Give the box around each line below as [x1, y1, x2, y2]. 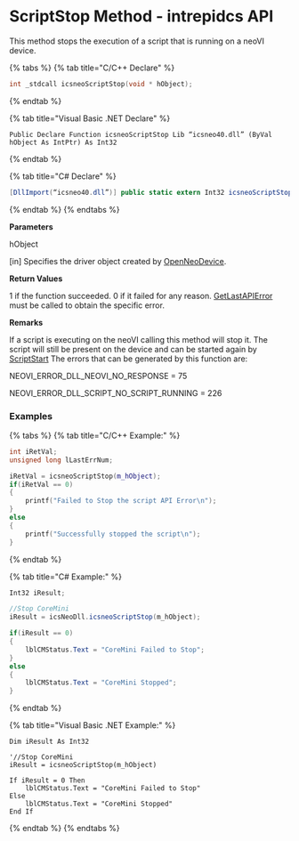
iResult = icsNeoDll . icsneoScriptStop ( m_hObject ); [9, 612, 201, 622]
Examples [9, 409, 53, 422]
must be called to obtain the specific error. [9, 300, 165, 311]
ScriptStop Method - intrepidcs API [9, 6, 274, 27]
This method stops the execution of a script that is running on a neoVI [9, 36, 265, 46]
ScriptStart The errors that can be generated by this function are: [9, 353, 248, 364]
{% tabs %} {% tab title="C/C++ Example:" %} [9, 430, 181, 441]
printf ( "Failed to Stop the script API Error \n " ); [25, 497, 217, 505]
